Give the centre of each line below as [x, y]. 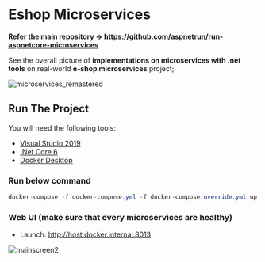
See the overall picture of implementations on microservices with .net [125, 60]
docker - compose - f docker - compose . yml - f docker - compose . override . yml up [133, 197]
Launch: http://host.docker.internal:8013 [85, 234]
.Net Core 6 [38, 151]
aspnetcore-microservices [54, 44]
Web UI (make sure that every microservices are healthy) [120, 217]
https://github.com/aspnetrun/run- [163, 36]
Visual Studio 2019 [50, 143]
